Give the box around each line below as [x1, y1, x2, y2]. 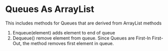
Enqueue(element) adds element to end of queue [12, 29, 115, 35]
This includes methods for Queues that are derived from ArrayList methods [5, 20, 162, 26]
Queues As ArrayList [5, 3, 95, 15]
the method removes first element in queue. [22, 40, 114, 46]
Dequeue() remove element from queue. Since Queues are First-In [12, 35, 151, 41]
